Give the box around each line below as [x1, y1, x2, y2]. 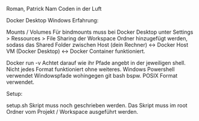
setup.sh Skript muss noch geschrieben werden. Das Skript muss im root [6, 102, 188, 109]
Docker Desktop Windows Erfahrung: [6, 17, 99, 23]
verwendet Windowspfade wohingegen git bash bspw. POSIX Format [6, 72, 178, 79]
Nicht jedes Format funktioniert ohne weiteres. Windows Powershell [6, 66, 175, 73]
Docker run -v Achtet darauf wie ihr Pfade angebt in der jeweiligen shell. [6, 60, 186, 66]
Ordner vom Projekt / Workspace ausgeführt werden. [6, 108, 139, 115]
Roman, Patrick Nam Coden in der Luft [6, 5, 102, 12]
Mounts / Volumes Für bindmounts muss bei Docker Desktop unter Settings [6, 28, 194, 36]
